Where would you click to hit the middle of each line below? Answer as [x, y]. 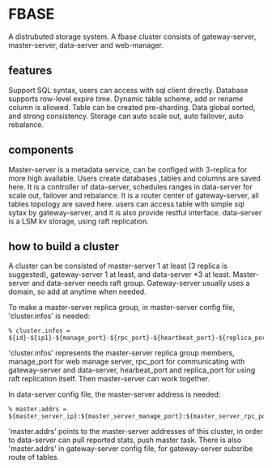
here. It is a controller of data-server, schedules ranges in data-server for [130, 186]
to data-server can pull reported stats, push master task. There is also [125, 440]
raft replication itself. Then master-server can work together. [109, 379]
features [30, 71]
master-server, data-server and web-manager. [86, 45]
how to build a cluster [64, 247]
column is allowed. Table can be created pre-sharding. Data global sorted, [132, 107]
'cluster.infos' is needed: [49, 316]
